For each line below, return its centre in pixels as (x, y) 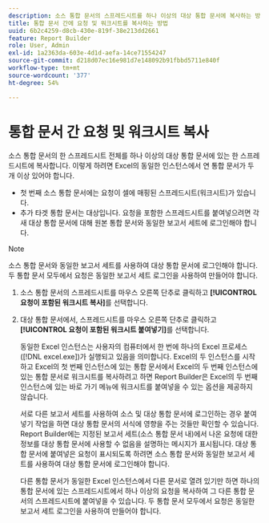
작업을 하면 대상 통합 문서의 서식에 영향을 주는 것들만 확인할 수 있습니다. (147, 424)
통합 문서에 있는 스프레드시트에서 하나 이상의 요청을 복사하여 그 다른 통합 (133, 491)
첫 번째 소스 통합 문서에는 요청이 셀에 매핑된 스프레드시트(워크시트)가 (127, 193)
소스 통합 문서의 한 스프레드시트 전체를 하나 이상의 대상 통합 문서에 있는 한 (123, 156)
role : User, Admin (39, 46)
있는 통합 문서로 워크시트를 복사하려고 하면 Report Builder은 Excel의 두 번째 (139, 377)
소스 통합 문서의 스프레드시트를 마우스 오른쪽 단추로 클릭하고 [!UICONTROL (139, 293)
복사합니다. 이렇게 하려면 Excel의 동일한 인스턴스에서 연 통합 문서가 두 (145, 166)
